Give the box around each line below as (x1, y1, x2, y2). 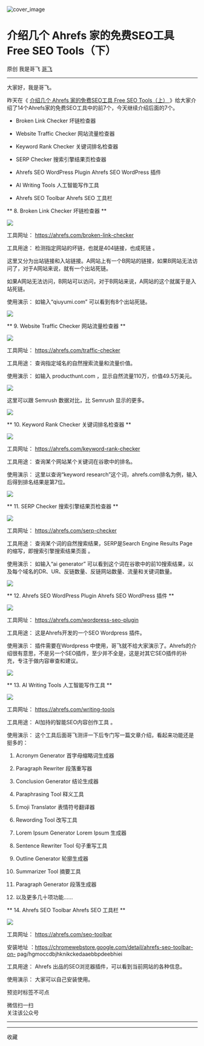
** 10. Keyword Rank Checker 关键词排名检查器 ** (7, 421, 131, 428)
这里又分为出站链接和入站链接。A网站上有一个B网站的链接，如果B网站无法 (7, 257, 192, 264)
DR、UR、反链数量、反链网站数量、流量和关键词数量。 (38, 567, 176, 575)
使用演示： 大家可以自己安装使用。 (7, 976, 93, 983)
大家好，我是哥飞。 (7, 84, 55, 91)
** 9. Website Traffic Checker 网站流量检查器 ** (7, 322, 126, 330)
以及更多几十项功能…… (15, 893, 73, 901)
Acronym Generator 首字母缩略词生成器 (15, 751, 114, 759)
